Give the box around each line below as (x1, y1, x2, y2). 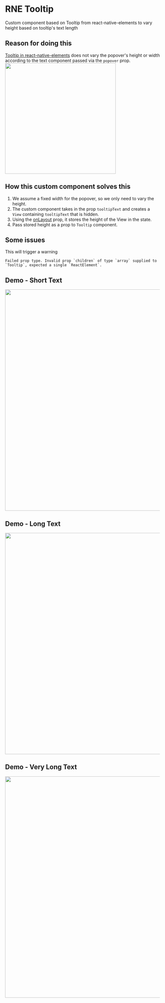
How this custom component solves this (5, 182, 131, 191)
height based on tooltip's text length (5, 25, 79, 30)
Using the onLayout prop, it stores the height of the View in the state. (12, 216, 152, 222)
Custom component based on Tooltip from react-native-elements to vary (5, 20, 152, 26)
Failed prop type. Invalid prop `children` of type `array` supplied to (5, 258, 157, 264)
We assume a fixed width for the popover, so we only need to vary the (12, 195, 154, 201)
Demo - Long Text (5, 519, 61, 528)
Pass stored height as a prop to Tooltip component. (12, 221, 118, 227)
